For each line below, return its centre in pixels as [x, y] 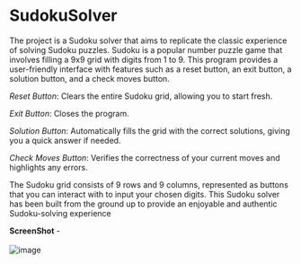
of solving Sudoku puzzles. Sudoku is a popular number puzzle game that [146, 49]
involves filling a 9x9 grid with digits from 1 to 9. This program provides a [144, 59]
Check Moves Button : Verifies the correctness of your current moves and [145, 157]
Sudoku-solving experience [60, 213]
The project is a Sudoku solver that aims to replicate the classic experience [148, 40]
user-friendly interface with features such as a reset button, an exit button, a [150, 69]
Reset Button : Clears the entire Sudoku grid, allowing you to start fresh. [141, 96]
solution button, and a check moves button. [90, 78]
